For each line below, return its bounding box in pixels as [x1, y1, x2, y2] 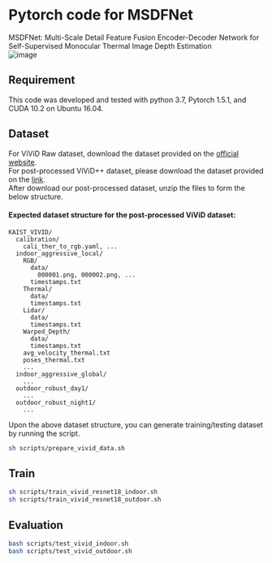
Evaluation [8, 518, 63, 532]
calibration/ [15, 235, 60, 243]
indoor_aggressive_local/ [15, 249, 104, 257]
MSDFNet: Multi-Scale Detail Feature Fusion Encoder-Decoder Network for [8, 32, 260, 42]
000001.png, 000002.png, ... [37, 270, 136, 279]
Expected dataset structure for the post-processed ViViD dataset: [8, 210, 236, 220]
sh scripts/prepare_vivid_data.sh [8, 444, 126, 452]
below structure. [8, 191, 63, 201]
